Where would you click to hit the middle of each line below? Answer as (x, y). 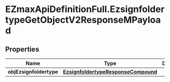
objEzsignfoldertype (33, 72)
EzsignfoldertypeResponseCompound (110, 72)
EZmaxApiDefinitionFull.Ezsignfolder (85, 9)
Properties (22, 49)
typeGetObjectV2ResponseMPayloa (83, 20)
